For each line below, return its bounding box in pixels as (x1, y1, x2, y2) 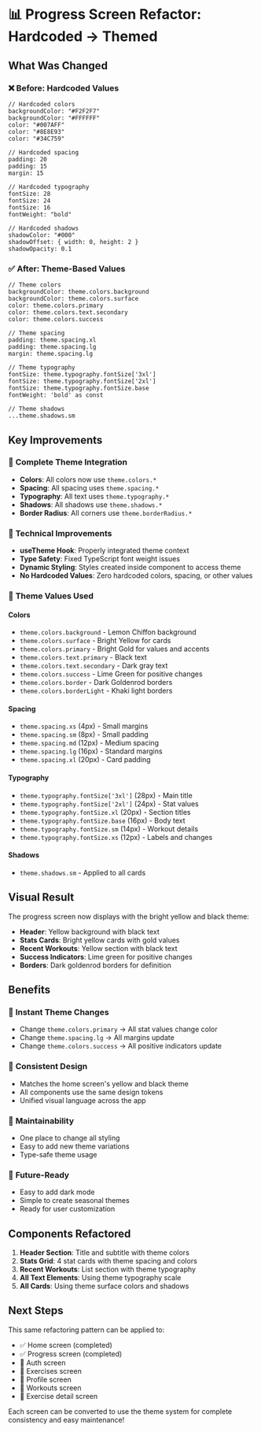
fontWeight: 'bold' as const (8, 391, 104, 399)
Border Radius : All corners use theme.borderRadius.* (19, 508, 193, 517)
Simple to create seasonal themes (19, 1196, 130, 1205)
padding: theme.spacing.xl (8, 336, 97, 344)
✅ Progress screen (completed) (19, 1349, 123, 1358)
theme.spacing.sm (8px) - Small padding (19, 730, 149, 739)
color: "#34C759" (8, 135, 65, 142)
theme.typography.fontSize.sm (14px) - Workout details (19, 823, 199, 834)
